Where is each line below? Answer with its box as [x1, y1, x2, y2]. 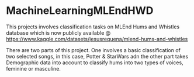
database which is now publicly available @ [6, 29, 111, 36]
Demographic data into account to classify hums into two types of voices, [6, 59, 183, 66]
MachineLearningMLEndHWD [6, 4, 154, 17]
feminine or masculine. [6, 65, 61, 72]
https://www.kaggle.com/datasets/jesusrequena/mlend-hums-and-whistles [6, 35, 188, 42]
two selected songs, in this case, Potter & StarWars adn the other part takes [6, 53, 189, 60]
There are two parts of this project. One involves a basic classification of [6, 46, 181, 53]
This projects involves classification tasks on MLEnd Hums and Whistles [6, 23, 180, 30]
